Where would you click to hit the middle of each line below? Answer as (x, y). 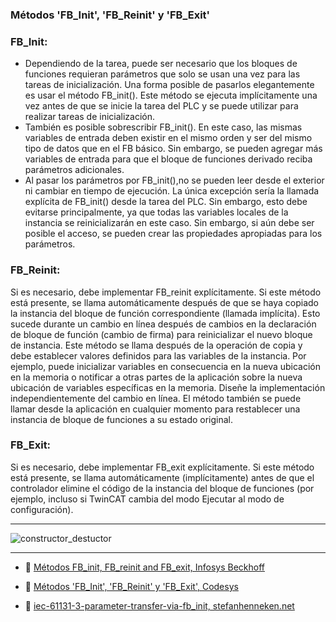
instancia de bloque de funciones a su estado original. (122, 419)
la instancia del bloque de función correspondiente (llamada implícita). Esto (165, 313)
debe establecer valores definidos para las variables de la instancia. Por (158, 355)
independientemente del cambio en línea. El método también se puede (156, 398)
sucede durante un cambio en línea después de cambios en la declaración (163, 324)
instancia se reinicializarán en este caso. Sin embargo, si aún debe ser (169, 223)
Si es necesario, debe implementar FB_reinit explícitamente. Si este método (166, 292)
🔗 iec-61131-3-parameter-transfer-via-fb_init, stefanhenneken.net (159, 605)
